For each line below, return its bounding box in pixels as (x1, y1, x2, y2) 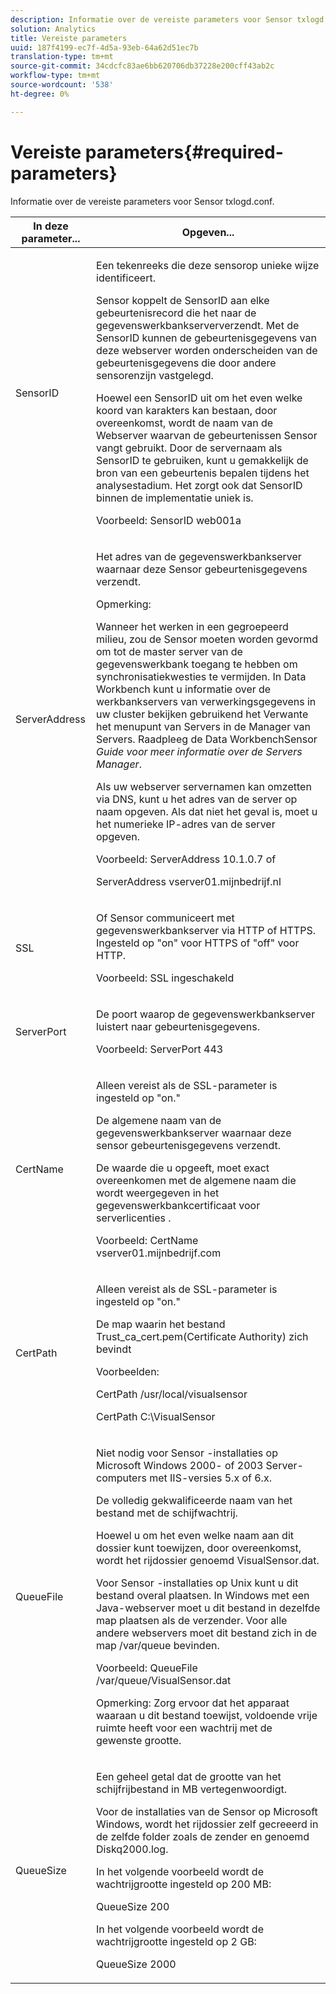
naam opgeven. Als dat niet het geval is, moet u (96, 804, 318, 818)
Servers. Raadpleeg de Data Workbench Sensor (96, 732, 318, 746)
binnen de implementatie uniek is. (96, 491, 254, 505)
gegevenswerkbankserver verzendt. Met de (96, 318, 300, 332)
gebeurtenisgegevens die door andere (96, 356, 277, 370)
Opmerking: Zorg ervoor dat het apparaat (96, 1696, 290, 1710)
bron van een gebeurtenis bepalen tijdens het (96, 466, 310, 480)
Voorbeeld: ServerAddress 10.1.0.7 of (96, 852, 277, 866)
